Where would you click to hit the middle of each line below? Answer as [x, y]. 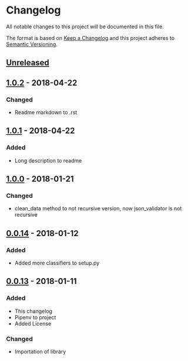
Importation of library [40, 352]
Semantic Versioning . [32, 44]
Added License [33, 323]
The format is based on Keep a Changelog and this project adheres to [90, 38]
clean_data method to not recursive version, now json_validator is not [98, 208]
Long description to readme [48, 160]
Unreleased [28, 63]
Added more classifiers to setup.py [57, 263]
